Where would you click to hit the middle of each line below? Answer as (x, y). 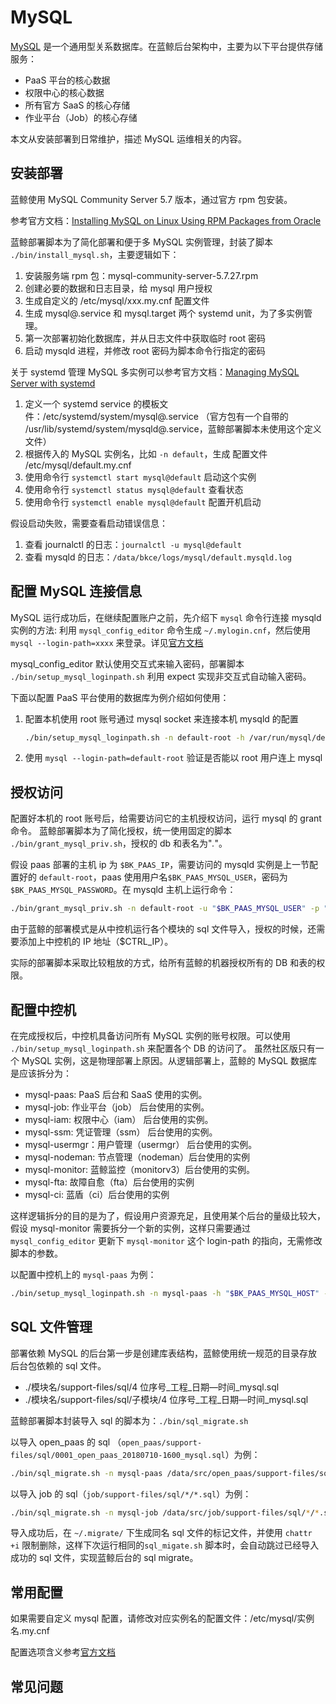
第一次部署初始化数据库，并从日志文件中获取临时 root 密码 (145, 338)
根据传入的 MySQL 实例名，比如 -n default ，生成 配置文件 (146, 453)
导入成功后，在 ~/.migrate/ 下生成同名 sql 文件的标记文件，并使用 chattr (161, 1533)
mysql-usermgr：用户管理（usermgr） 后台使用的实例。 (141, 1144)
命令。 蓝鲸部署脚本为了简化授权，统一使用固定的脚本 (121, 831)
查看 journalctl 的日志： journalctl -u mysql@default (133, 544)
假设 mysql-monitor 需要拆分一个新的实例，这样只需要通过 (131, 1228)
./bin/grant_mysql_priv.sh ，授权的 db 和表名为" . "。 (119, 843)
